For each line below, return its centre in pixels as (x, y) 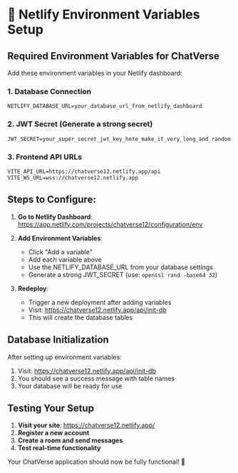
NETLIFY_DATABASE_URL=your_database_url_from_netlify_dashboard (105, 106)
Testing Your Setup (51, 408)
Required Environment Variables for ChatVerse (113, 56)
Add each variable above (65, 259)
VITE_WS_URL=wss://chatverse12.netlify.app (73, 177)
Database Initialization (58, 340)
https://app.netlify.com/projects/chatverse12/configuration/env (110, 224)
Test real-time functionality (59, 448)
